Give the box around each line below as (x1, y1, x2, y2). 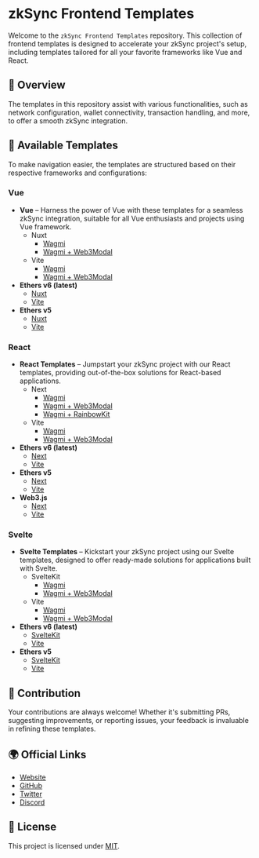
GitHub (19, 781, 43, 790)
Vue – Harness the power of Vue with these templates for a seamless (19, 205, 243, 214)
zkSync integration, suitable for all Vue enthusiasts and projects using (19, 214, 245, 223)
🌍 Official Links (8, 747, 87, 761)
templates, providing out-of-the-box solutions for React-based (19, 368, 221, 378)
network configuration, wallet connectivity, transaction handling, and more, (8, 108, 250, 117)
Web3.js (19, 493, 48, 502)
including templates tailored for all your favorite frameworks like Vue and (8, 47, 243, 57)
